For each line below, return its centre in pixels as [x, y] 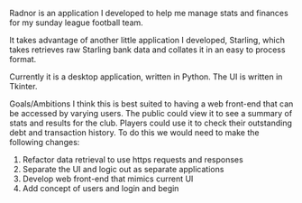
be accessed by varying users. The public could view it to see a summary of [151, 113]
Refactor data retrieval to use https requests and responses [133, 160]
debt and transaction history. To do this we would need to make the [134, 133]
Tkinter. [23, 86]
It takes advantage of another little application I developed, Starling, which [147, 40]
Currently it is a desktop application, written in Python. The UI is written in [146, 77]
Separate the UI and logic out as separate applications [123, 169]
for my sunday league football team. [77, 23]
